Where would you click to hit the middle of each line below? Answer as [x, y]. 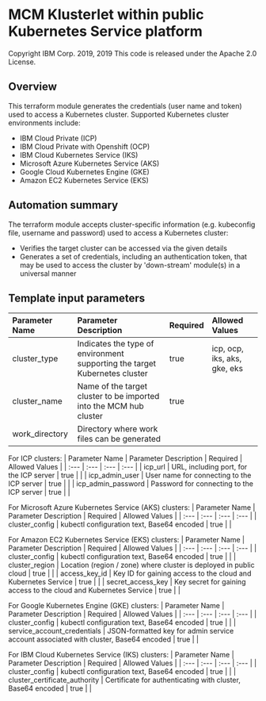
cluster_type [35, 358]
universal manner [48, 273]
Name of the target [112, 386]
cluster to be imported [118, 396]
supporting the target [117, 364]
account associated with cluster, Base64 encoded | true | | [104, 639]
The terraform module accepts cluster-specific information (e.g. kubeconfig [132, 224]
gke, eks [228, 369]
